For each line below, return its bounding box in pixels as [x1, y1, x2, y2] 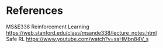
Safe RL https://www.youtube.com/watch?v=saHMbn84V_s [6, 35, 149, 42]
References [6, 4, 63, 17]
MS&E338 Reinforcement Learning [6, 23, 89, 30]
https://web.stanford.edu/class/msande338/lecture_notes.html [6, 29, 157, 36]
